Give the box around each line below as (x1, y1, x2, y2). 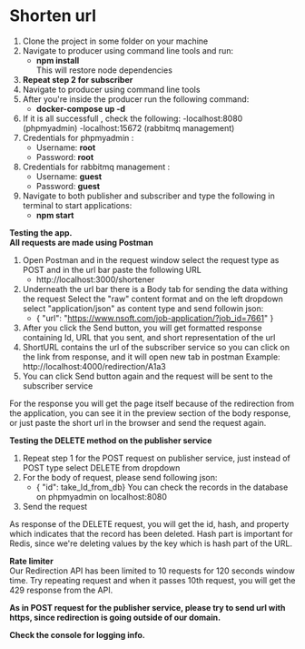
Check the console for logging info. (9, 629, 145, 640)
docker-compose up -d (35, 103, 125, 114)
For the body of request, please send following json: (22, 472, 218, 482)
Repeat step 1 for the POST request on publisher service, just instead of (22, 452, 290, 463)
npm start (35, 209, 74, 220)
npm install (35, 55, 80, 66)
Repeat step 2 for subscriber (22, 74, 133, 85)
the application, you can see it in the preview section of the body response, (9, 407, 291, 419)
